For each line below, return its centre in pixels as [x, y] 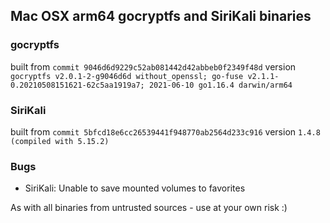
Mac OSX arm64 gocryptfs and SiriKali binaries [161, 16]
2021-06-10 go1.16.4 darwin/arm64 [220, 85]
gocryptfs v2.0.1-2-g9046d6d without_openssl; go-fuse [127, 76]
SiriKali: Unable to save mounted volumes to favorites [135, 188]
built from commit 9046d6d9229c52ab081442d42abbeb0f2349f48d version [153, 66]
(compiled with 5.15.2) [60, 141]
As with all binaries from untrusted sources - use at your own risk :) [149, 208]
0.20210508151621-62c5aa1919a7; [77, 85]
